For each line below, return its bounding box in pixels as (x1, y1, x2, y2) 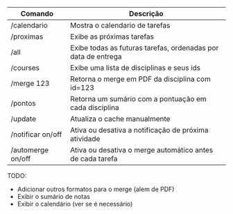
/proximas (10, 32, 44, 41)
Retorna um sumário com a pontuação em (70, 94, 207, 103)
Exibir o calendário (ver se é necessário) (17, 200, 133, 208)
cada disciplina (70, 103, 119, 112)
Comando (20, 9, 54, 18)
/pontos (10, 98, 36, 108)
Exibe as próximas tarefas (70, 32, 155, 41)
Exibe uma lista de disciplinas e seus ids (70, 63, 201, 72)
